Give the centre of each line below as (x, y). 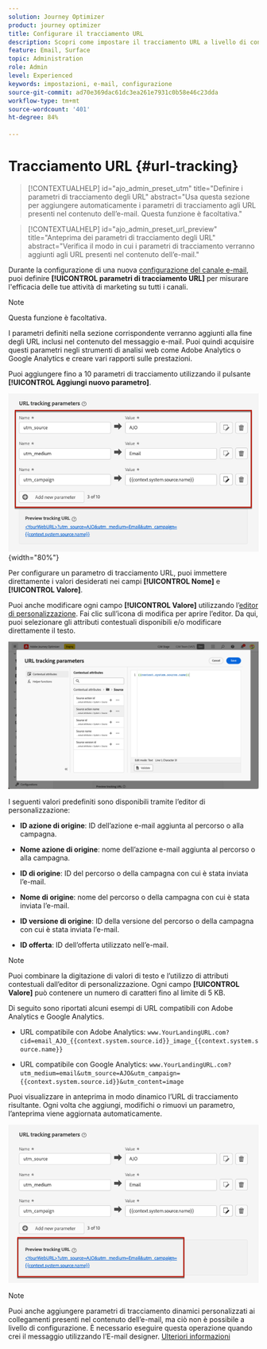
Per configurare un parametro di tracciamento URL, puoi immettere (118, 573)
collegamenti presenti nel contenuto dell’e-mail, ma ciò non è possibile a (126, 1320)
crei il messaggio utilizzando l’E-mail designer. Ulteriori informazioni (119, 1336)
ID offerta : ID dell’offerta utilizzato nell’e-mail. (94, 945)
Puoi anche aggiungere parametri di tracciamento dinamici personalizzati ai (132, 1311)
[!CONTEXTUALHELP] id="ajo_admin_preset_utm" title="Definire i (135, 188)
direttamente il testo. (42, 631)
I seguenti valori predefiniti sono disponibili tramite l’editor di (107, 801)
